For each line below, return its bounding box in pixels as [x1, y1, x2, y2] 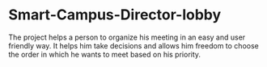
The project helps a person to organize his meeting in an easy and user [8, 32, 246, 42]
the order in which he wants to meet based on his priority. [8, 49, 201, 59]
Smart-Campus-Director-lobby [8, 6, 222, 24]
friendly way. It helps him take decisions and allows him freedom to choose [8, 40, 259, 50]
